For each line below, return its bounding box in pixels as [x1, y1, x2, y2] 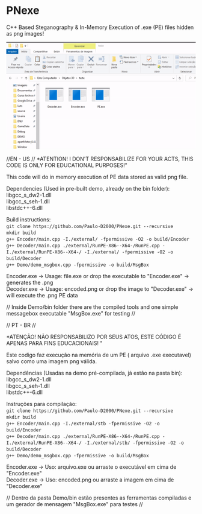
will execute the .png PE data [6, 291, 78, 299]
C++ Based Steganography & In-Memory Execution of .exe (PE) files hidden [6, 24, 194, 31]
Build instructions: [6, 215, 51, 223]
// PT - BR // [6, 321, 36, 329]
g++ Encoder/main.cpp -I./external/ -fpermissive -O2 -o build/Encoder [6, 236, 189, 242]
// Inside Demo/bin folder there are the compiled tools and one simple [6, 303, 179, 311]
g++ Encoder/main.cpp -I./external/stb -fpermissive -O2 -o [6, 420, 161, 427]
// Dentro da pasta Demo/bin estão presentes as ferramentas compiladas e [6, 494, 192, 501]
